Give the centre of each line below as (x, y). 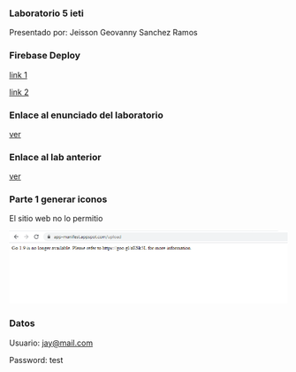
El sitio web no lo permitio (56, 219)
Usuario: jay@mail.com (51, 343)
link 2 (19, 92)
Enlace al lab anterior (55, 157)
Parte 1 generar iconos (58, 199)
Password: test (36, 360)
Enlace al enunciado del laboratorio (86, 115)
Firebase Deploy (45, 56)
